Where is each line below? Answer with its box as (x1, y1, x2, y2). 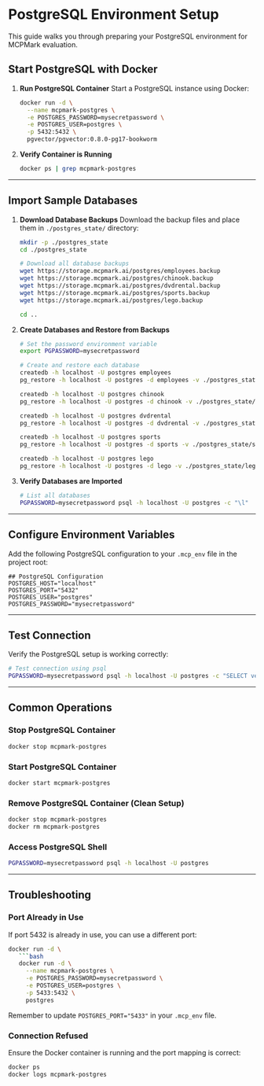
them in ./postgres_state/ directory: (19, 223, 139, 233)
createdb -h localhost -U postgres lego (19, 455, 154, 463)
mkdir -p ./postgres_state (19, 238, 108, 246)
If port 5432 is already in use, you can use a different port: (8, 930, 197, 939)
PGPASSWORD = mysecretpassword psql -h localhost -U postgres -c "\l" (19, 499, 249, 506)
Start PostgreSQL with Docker (8, 63, 159, 76)
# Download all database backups (19, 260, 130, 268)
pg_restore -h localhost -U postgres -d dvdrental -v (19, 419, 200, 427)
